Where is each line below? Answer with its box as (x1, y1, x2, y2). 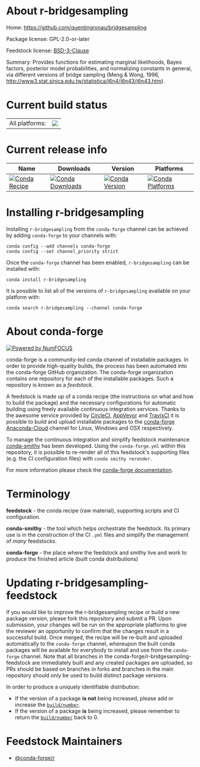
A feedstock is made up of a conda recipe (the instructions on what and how (6, 393, 194, 400)
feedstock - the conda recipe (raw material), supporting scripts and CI (6, 507, 180, 514)
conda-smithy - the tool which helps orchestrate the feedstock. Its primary (6, 525, 191, 532)
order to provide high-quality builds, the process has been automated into (6, 362, 187, 370)
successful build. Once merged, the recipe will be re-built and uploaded (6, 634, 183, 641)
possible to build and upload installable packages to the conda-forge (6, 418, 175, 425)
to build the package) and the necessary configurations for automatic (6, 399, 177, 406)
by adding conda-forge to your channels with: (6, 231, 117, 239)
